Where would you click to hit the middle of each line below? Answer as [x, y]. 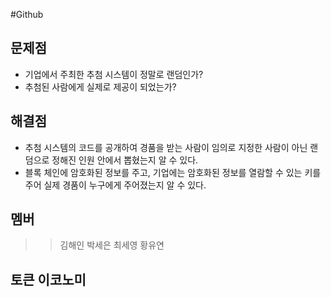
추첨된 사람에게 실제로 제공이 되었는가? [100, 86]
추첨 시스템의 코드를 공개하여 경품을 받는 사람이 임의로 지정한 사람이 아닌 [166, 147]
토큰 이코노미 [48, 279]
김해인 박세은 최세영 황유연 [112, 245]
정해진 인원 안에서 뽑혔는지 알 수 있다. [125, 160]
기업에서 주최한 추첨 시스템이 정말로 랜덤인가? [114, 74]
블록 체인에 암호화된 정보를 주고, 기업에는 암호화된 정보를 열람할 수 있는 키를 [173, 172]
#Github [27, 14]
